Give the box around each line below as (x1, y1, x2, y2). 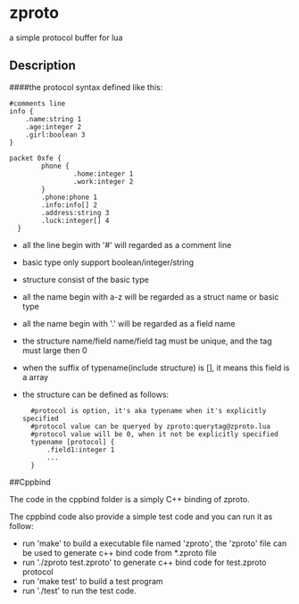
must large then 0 (21, 344, 87, 355)
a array (21, 371, 49, 382)
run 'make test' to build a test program (21, 575, 163, 586)
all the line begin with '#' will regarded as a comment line (21, 239, 232, 250)
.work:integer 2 (72, 177, 134, 186)
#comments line (9, 99, 66, 108)
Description (9, 58, 76, 73)
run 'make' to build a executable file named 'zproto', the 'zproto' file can (21, 538, 287, 549)
